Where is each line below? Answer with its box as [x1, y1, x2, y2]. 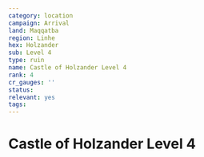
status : [8, 85, 34, 94]
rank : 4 [8, 71, 34, 79]
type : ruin [8, 57, 45, 65]
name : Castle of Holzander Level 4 [8, 64, 127, 72]
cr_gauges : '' [8, 78, 56, 86]
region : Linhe [8, 33, 56, 42]
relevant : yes [8, 93, 56, 101]
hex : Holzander [8, 41, 59, 49]
